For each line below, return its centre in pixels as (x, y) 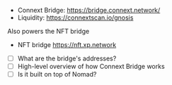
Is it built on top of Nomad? (57, 74)
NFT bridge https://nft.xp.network (67, 45)
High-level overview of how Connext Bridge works (91, 67)
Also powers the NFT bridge (48, 31)
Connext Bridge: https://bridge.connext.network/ (89, 10)
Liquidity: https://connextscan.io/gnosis (75, 18)
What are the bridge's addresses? (67, 58)
